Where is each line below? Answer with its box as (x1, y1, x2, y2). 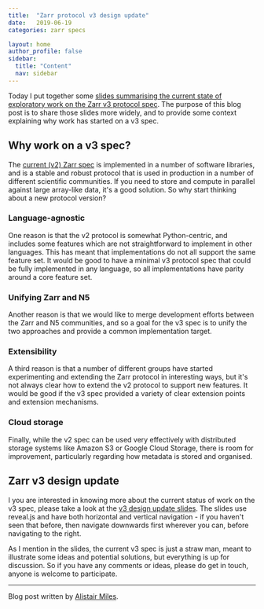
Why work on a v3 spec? (8, 139, 131, 152)
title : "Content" (15, 62, 72, 71)
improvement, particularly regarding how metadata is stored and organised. (8, 451, 253, 460)
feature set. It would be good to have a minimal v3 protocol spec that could (8, 255, 251, 265)
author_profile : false (8, 48, 82, 56)
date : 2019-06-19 (8, 19, 72, 27)
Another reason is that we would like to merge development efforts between (8, 310, 255, 319)
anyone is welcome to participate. (8, 569, 118, 578)
